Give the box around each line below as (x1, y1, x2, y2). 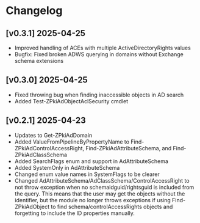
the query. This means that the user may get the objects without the (14, 190, 185, 197)
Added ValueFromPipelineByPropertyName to (14, 138, 129, 145)
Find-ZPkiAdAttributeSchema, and (85, 144, 172, 152)
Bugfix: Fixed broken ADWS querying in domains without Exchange (14, 51, 184, 58)
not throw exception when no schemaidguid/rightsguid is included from (14, 183, 195, 191)
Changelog (5, 4, 63, 18)
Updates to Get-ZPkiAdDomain (14, 131, 93, 139)
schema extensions (14, 57, 64, 64)
